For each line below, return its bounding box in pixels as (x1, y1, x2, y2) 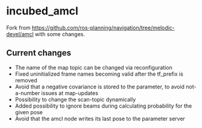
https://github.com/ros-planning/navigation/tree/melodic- (32, 24, 175, 31)
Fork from (6, 24, 31, 31)
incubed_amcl (6, 4, 78, 18)
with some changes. (35, 30, 86, 37)
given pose (14, 108, 43, 115)
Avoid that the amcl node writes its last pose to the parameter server (14, 115, 186, 122)
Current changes (6, 48, 71, 58)
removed (14, 76, 37, 84)
